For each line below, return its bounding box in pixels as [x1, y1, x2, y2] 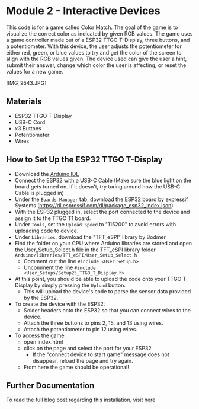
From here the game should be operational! [23, 363, 129, 370]
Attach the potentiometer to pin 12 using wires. [23, 325, 138, 333]
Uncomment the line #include [23, 264, 96, 271]
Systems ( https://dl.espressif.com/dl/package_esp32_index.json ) [14, 202, 174, 209]
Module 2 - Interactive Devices [6, 4, 161, 18]
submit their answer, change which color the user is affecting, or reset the [6, 61, 187, 69]
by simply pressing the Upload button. [34, 282, 126, 289]
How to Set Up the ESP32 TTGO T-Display [6, 155, 163, 165]
